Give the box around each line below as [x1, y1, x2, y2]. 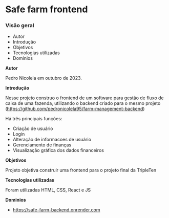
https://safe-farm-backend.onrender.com [12, 207, 100, 213]
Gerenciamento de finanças [12, 142, 72, 148]
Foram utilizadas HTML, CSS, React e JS [5, 187, 91, 193]
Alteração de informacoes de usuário [12, 137, 91, 143]
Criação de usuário [12, 125, 53, 132]
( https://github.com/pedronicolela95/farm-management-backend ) [5, 106, 145, 112]
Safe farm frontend [5, 4, 88, 15]
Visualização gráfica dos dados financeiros [12, 147, 104, 154]
